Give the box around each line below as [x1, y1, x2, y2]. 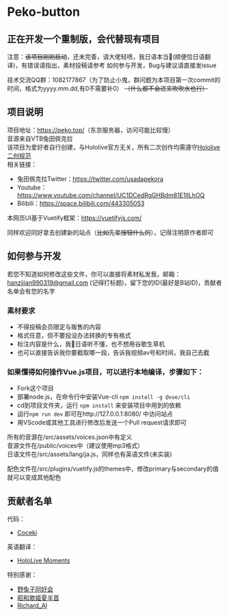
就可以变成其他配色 [7, 473, 62, 482]
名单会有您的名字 [7, 287, 55, 295]
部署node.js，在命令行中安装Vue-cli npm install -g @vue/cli [16, 392, 190, 401]
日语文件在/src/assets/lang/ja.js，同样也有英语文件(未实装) [7, 450, 172, 458]
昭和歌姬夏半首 [16, 594, 59, 602]
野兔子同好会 [16, 585, 53, 593]
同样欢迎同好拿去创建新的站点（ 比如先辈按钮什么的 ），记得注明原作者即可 [7, 228, 214, 237]
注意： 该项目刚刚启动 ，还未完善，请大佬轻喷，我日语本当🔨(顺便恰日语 [7, 53, 205, 60]
